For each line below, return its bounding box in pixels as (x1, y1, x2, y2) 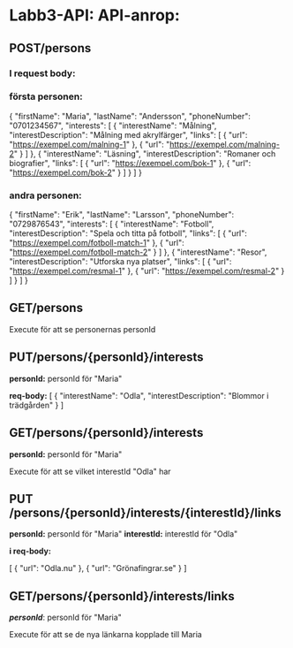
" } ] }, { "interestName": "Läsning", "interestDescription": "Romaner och (13, 148, 276, 159)
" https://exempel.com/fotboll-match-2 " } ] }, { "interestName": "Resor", (9, 247, 267, 257)
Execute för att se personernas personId (9, 324, 156, 334)
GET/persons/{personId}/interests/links (9, 589, 236, 604)
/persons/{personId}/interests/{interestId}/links (9, 505, 282, 520)
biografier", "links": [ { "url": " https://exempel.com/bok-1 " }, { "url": (9, 157, 252, 168)
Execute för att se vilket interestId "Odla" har (9, 466, 171, 476)
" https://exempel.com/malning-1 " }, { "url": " (9, 139, 170, 149)
